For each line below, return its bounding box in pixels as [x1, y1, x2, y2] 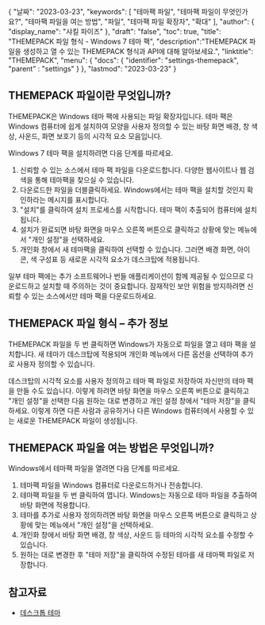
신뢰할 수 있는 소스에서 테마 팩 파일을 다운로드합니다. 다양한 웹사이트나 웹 [19, 165, 247, 175]
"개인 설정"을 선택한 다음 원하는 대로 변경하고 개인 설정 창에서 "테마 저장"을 [8, 395, 241, 405]
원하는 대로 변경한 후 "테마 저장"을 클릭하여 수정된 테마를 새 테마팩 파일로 [19, 550, 247, 560]
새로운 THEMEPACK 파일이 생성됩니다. [16, 415, 137, 425]
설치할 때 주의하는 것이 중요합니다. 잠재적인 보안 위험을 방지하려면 [42, 281, 246, 291]
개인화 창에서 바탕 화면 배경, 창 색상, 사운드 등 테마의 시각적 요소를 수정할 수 [19, 530, 255, 540]
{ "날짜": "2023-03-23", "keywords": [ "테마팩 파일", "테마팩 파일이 [8, 7, 221, 16]
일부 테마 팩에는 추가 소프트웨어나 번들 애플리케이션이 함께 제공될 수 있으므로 [8, 271, 246, 280]
